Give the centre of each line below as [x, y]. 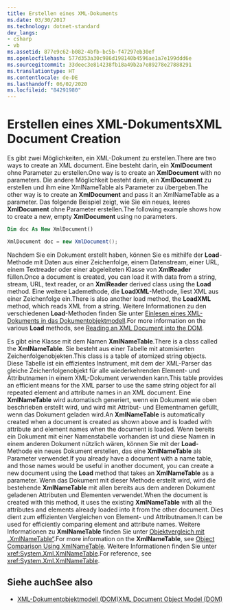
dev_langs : [23, 33]
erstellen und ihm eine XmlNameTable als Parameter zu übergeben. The [107, 187]
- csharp [20, 39]
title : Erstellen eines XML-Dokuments [62, 13]
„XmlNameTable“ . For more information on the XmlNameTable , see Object [111, 538]
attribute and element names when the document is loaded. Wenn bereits [111, 429]
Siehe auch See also [50, 582]
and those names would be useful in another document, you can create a [111, 465]
